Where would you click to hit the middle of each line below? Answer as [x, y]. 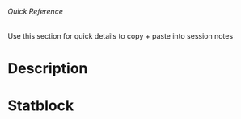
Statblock [41, 105]
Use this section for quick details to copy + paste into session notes [120, 36]
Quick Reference [36, 11]
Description [48, 69]
